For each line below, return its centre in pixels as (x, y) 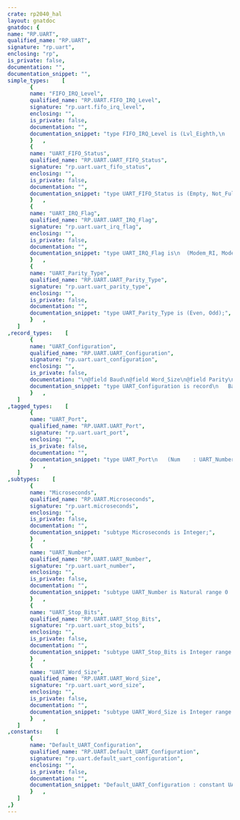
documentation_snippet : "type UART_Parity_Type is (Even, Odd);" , (131, 313)
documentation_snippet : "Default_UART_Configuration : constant (127, 785)
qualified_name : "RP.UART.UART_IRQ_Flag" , (94, 220)
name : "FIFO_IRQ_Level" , (66, 94)
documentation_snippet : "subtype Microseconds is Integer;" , (122, 533)
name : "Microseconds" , (64, 493)
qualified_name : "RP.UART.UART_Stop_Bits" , (95, 619)
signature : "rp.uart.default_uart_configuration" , (106, 759)
